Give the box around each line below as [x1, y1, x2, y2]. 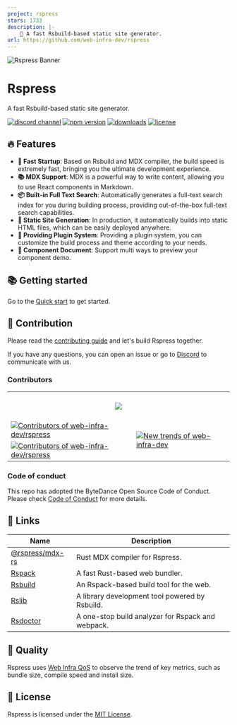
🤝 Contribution [7, 317, 73, 329]
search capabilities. [17, 208, 75, 216]
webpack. [76, 620, 109, 630]
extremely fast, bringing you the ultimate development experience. [17, 164, 212, 173]
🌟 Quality [7, 644, 49, 656]
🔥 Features [7, 138, 56, 151]
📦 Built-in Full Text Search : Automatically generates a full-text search [17, 190, 223, 199]
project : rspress [7, 10, 59, 18]
